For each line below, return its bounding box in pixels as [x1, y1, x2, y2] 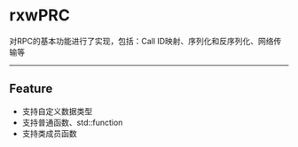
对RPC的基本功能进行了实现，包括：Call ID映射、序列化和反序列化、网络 [9, 35, 274, 46]
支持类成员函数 [21, 128, 77, 138]
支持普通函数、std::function [21, 117, 123, 128]
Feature [9, 81, 53, 97]
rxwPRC [9, 5, 71, 26]
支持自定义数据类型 [21, 105, 93, 116]
